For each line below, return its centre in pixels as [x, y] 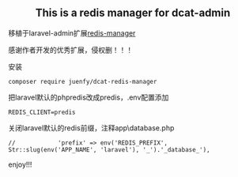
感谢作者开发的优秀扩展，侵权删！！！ [70, 50]
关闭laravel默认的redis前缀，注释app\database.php [91, 128]
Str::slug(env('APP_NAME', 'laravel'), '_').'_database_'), [110, 149]
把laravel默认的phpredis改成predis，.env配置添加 [89, 97]
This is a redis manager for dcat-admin [133, 13]
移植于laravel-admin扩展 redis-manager [72, 33]
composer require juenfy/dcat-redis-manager [83, 81]
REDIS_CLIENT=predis [42, 112]
